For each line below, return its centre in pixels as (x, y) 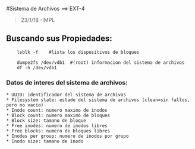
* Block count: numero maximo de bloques (58, 116)
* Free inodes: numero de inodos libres (57, 126)
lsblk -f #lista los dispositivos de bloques (78, 52)
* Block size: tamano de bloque (46, 121)
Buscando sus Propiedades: (59, 39)
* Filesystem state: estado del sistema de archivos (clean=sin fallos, (98, 100)
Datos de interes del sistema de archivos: (67, 82)
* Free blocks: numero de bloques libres (58, 131)
